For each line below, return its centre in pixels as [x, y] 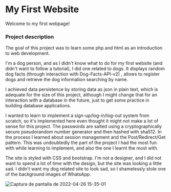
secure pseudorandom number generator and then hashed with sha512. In [84, 132]
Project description [30, 37]
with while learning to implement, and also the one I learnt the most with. [82, 148]
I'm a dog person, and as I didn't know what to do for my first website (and [84, 63]
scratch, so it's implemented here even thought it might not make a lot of [82, 121]
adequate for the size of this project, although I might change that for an [81, 95]
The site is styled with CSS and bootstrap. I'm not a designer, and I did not [83, 158]
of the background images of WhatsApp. [48, 174]
